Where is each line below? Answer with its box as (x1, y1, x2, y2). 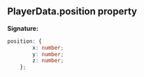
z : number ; (32, 57, 64, 64)
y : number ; (32, 50, 64, 58)
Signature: (7, 24, 38, 32)
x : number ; (32, 44, 64, 51)
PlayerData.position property (7, 6, 138, 17)
